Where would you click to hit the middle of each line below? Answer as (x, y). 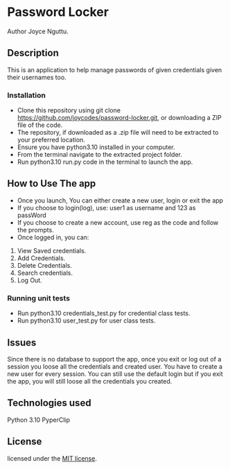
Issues (22, 342)
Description (33, 53)
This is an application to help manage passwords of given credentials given (115, 69)
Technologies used (49, 403)
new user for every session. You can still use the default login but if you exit (115, 374)
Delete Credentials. (45, 265)
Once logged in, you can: (53, 237)
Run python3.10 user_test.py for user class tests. (86, 321)
